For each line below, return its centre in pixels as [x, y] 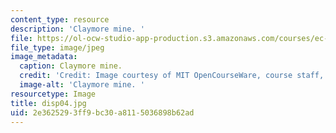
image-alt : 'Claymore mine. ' [82, 85]
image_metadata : [44, 57]
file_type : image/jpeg [57, 47]
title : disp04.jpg [48, 103]
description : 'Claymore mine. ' [77, 29]
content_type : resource [60, 19]
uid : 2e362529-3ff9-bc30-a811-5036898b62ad [102, 112]
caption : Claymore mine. [71, 66]
